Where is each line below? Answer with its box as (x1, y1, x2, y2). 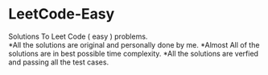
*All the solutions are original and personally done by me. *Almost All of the (8, 40, 260, 49)
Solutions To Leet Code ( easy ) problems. (8, 31, 148, 41)
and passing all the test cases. (8, 57, 109, 67)
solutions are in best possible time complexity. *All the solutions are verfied (8, 48, 259, 58)
